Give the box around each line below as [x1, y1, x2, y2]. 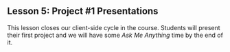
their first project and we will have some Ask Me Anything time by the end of [7, 31, 223, 39]
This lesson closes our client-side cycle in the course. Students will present [7, 23, 221, 31]
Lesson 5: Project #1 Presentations [7, 5, 159, 17]
